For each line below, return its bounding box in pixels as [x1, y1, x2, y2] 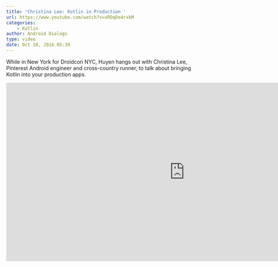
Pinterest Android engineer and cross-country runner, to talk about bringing [6, 64, 191, 71]
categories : [6, 20, 36, 26]
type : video [6, 36, 36, 42]
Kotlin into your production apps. [6, 71, 86, 78]
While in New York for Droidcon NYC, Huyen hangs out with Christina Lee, [6, 58, 188, 65]
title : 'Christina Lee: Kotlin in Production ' [6, 8, 127, 15]
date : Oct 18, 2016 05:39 [6, 42, 70, 48]
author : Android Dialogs [6, 31, 68, 37]
